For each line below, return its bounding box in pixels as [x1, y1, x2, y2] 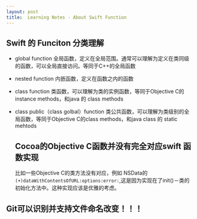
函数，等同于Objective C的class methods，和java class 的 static [20, 115, 178, 123]
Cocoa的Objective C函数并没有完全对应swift [14, 141, 181, 151]
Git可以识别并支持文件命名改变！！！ [6, 203, 143, 214]
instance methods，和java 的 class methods [14, 95, 124, 102]
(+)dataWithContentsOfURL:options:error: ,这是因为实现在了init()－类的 [14, 177, 190, 184]
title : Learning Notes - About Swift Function [6, 14, 127, 20]
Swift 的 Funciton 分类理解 [6, 38, 104, 48]
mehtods [14, 122, 37, 129]
